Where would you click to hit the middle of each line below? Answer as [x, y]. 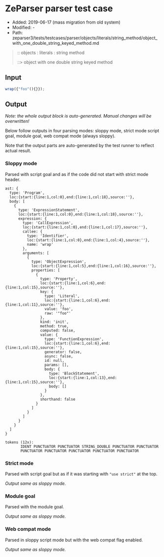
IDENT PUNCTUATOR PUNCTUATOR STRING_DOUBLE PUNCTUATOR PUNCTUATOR [90, 446]
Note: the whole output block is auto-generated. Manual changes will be [78, 116]
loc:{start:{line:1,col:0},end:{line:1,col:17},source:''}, [85, 227]
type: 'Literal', [62, 296]
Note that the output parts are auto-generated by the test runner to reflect [80, 146]
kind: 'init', [54, 322]
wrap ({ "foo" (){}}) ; [25, 89]
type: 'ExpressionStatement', [49, 210]
